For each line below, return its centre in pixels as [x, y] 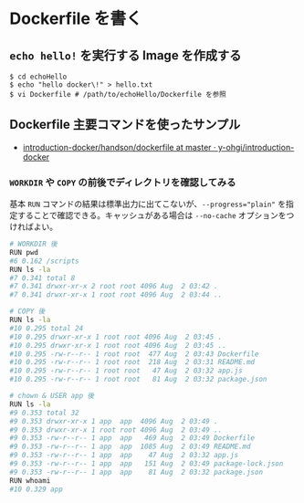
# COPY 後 [27, 311]
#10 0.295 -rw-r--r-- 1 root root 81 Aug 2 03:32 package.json [138, 380]
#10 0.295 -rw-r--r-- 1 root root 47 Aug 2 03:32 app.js [126, 371]
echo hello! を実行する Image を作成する [126, 55]
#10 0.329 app [37, 489]
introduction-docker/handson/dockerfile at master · [119, 147]
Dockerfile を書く [76, 19]
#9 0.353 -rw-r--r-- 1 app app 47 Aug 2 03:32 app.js [124, 456]
